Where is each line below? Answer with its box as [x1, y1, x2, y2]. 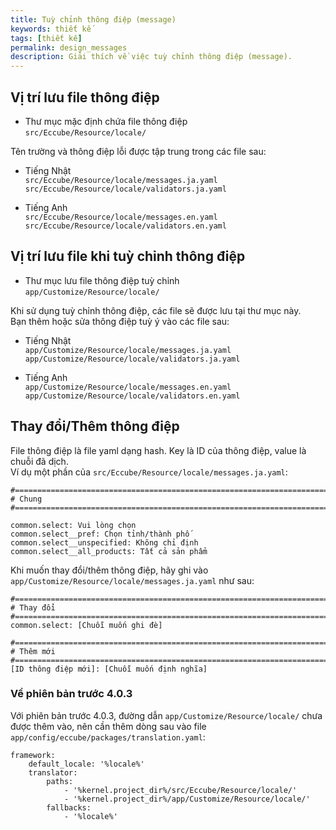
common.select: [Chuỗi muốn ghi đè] [10, 620, 163, 630]
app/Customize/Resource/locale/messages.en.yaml [24, 382, 232, 392]
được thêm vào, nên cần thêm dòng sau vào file [10, 720, 207, 732]
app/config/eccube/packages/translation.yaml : [10, 731, 206, 743]
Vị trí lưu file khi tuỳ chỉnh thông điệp [10, 248, 246, 265]
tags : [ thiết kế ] [10, 33, 83, 43]
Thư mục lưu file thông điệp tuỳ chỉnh [24, 274, 180, 286]
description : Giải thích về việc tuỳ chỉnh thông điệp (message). [10, 52, 293, 62]
